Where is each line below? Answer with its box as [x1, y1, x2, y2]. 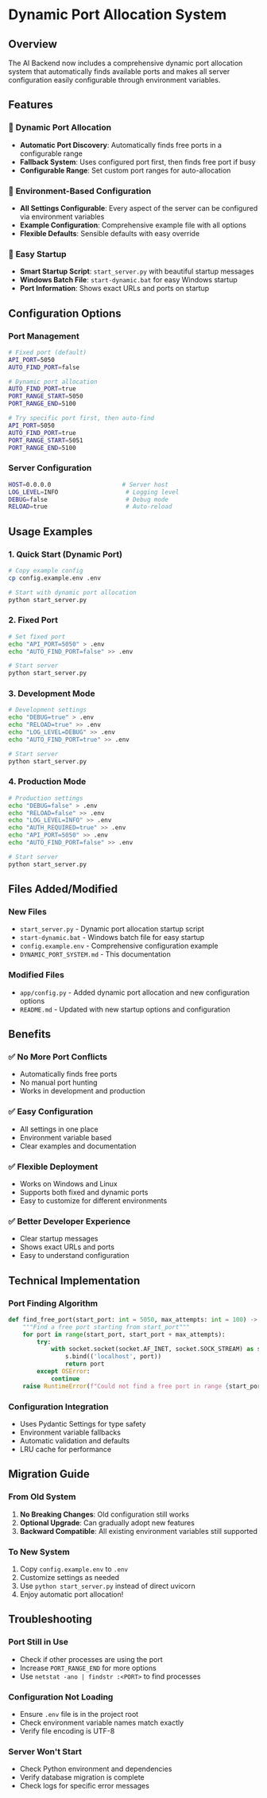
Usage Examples [8, 525, 93, 538]
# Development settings [8, 706, 87, 714]
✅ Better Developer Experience [8, 1215, 131, 1226]
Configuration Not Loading [8, 1691, 114, 1703]
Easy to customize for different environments [19, 1195, 168, 1206]
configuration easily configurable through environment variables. [8, 76, 221, 84]
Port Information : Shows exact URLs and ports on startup [19, 284, 210, 293]
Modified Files [8, 969, 65, 981]
